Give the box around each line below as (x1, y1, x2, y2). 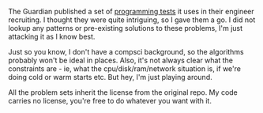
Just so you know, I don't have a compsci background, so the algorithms (8, 47, 244, 56)
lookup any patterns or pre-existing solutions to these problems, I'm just (8, 24, 243, 32)
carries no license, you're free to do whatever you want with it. (8, 96, 212, 105)
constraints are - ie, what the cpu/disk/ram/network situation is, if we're (8, 64, 241, 73)
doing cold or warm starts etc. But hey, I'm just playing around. (8, 73, 212, 81)
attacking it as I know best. (8, 32, 96, 41)
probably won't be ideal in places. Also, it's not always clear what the (8, 55, 233, 65)
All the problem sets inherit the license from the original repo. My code (8, 88, 239, 97)
